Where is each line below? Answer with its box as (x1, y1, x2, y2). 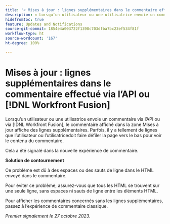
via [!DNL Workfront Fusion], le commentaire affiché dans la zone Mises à (5, 121, 159, 127)
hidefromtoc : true (5, 17, 44, 22)
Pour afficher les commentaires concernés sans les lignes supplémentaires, (5, 198, 163, 204)
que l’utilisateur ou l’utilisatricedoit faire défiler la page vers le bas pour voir (5, 132, 162, 138)
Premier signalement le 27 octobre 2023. (5, 213, 91, 219)
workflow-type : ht (5, 31, 44, 36)
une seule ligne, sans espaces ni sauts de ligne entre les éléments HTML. (5, 187, 158, 194)
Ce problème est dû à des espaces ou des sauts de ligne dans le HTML (5, 167, 154, 173)
